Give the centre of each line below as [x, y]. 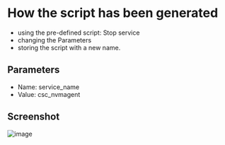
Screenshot [34, 117]
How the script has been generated [113, 13]
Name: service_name [48, 87]
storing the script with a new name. [69, 47]
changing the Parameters [54, 40]
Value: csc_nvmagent [49, 94]
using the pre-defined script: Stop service [79, 33]
